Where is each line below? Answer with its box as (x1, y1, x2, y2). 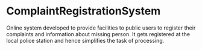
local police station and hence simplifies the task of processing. (6, 37, 165, 44)
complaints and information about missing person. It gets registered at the (6, 30, 191, 37)
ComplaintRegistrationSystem (6, 4, 161, 18)
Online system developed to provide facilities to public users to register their (6, 24, 196, 31)
